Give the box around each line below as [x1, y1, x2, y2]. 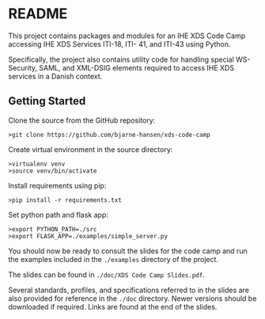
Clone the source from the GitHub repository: [8, 116, 156, 125]
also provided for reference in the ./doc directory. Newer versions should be [8, 294, 257, 303]
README [8, 5, 68, 23]
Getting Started [8, 94, 86, 108]
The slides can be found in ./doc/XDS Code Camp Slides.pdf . [8, 270, 206, 279]
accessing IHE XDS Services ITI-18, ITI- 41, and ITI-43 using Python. [8, 39, 231, 48]
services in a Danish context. [8, 71, 103, 81]
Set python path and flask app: [8, 210, 108, 219]
